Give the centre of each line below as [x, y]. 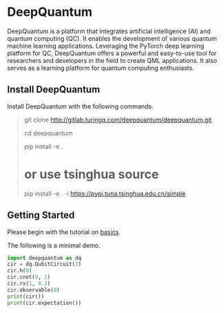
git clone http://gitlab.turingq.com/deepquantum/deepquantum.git [118, 120]
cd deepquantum [48, 133]
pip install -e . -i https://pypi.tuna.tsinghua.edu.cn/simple [105, 193]
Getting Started [41, 215]
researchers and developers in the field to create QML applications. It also [112, 60]
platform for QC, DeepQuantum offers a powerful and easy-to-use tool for [112, 53]
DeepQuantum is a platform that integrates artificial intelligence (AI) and [109, 31]
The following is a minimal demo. [54, 245]
